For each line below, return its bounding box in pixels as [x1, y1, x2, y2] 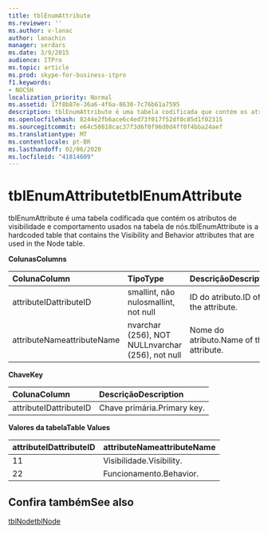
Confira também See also [8, 495, 134, 509]
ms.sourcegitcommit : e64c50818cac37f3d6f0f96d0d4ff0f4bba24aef [8, 123, 223, 131]
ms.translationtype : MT [8, 130, 88, 138]
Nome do [189, 325, 225, 336]
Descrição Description [99, 389, 184, 400]
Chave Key [8, 370, 44, 380]
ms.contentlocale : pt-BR [8, 137, 91, 146]
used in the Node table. [8, 239, 85, 248]
